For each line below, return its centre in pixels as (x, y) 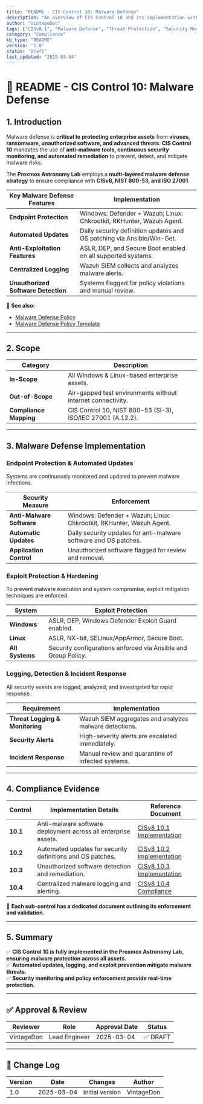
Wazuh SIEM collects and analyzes (129, 265)
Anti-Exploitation (35, 248)
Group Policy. (67, 656)
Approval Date (117, 1027)
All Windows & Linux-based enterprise (123, 375)
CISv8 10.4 (154, 884)
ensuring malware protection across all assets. (66, 959)
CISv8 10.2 (154, 848)
